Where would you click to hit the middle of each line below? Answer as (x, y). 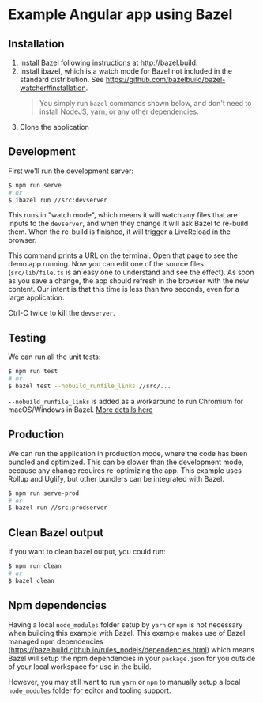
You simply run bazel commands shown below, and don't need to (145, 103)
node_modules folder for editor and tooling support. (90, 690)
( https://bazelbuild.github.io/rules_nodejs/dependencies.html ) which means (131, 649)
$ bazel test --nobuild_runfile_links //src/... (90, 386)
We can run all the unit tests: (54, 357)
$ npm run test (33, 372)
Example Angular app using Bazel (120, 15)
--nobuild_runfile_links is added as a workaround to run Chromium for (126, 401)
